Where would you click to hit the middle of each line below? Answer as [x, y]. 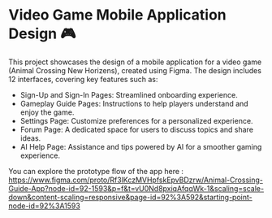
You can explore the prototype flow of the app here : [96, 171]
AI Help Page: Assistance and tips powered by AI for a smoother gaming [141, 146]
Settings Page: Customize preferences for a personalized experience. [136, 120]
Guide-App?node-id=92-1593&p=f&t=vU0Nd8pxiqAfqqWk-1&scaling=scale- [136, 188]
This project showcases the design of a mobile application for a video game [135, 62]
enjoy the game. [47, 112]
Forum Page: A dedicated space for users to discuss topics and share [137, 129]
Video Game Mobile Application [117, 15]
